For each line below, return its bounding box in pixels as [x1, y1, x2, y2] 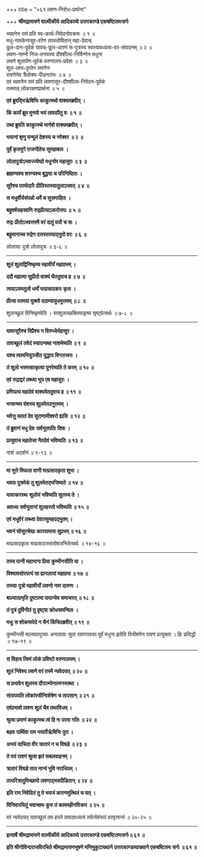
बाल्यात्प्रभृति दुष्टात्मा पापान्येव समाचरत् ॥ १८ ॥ [6, 594, 94, 602]
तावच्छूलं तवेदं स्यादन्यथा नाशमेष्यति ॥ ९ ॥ [6, 339, 86, 347]
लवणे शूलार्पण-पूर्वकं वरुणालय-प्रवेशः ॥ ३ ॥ [6, 58, 88, 64]
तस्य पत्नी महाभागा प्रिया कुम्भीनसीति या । [6, 558, 84, 565]
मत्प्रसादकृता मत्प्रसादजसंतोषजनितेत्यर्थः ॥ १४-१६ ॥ [6, 540, 106, 547]
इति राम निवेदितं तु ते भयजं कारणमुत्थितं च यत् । [6, 789, 96, 796]
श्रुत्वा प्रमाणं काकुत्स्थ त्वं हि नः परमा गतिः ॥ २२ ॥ [6, 716, 97, 723]
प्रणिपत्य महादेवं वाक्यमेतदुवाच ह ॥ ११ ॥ [6, 388, 81, 395]
